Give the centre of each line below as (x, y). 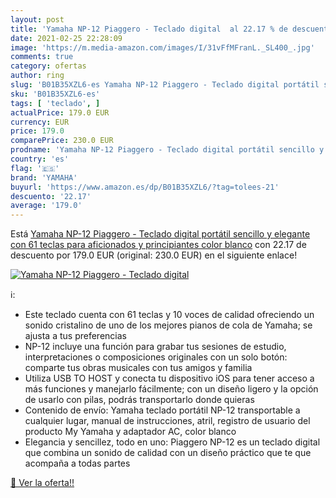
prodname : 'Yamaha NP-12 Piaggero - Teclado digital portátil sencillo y (167, 150)
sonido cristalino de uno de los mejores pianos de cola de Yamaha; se (168, 325)
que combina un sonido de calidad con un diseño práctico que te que (168, 453)
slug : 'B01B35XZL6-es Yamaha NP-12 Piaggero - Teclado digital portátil (165, 85)
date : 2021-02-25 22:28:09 (66, 38)
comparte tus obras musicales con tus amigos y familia (138, 368)
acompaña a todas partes (77, 463)
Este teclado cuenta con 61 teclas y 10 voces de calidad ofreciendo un (169, 315)
